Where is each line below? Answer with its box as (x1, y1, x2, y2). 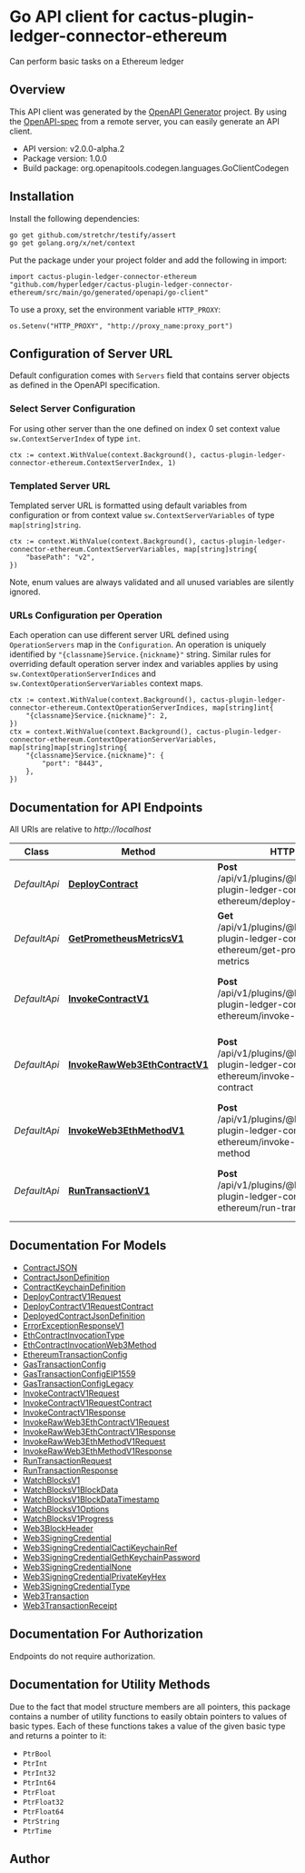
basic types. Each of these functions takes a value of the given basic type (9, 1720, 286, 1731)
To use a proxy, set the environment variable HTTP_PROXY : (9, 304, 221, 314)
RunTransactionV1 (67, 1184, 151, 1197)
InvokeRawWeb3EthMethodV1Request (22, 1436, 166, 1447)
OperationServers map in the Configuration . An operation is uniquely (9, 639, 267, 651)
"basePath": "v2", (25, 553, 95, 562)
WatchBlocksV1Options (22, 1503, 110, 1514)
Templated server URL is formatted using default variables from (9, 500, 248, 511)
